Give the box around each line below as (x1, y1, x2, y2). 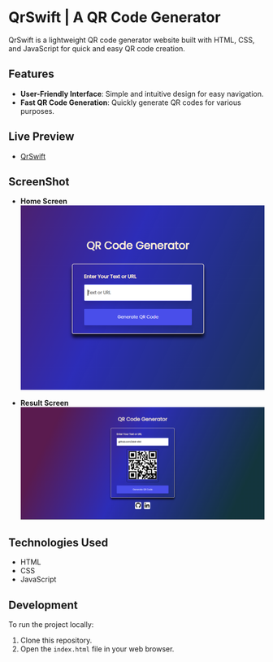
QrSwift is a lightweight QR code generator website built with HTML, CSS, (8, 35, 255, 45)
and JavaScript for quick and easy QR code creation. (8, 43, 185, 53)
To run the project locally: (8, 619, 94, 629)
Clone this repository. (19, 635, 93, 645)
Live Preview (8, 130, 75, 144)
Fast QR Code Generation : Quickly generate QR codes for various (19, 98, 241, 107)
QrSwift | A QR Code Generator (8, 8, 221, 27)
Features (8, 68, 54, 81)
